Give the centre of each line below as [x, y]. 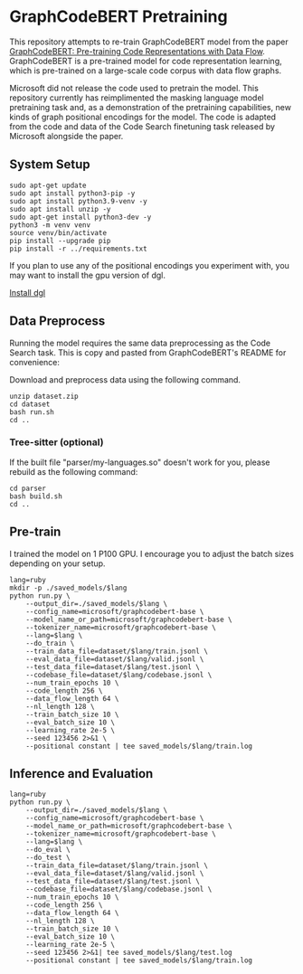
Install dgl [28, 292]
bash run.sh [32, 412]
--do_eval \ [48, 850]
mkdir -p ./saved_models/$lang [68, 588]
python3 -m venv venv [50, 225]
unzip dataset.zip [44, 396]
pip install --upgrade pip [60, 241]
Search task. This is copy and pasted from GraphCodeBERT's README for [148, 352]
